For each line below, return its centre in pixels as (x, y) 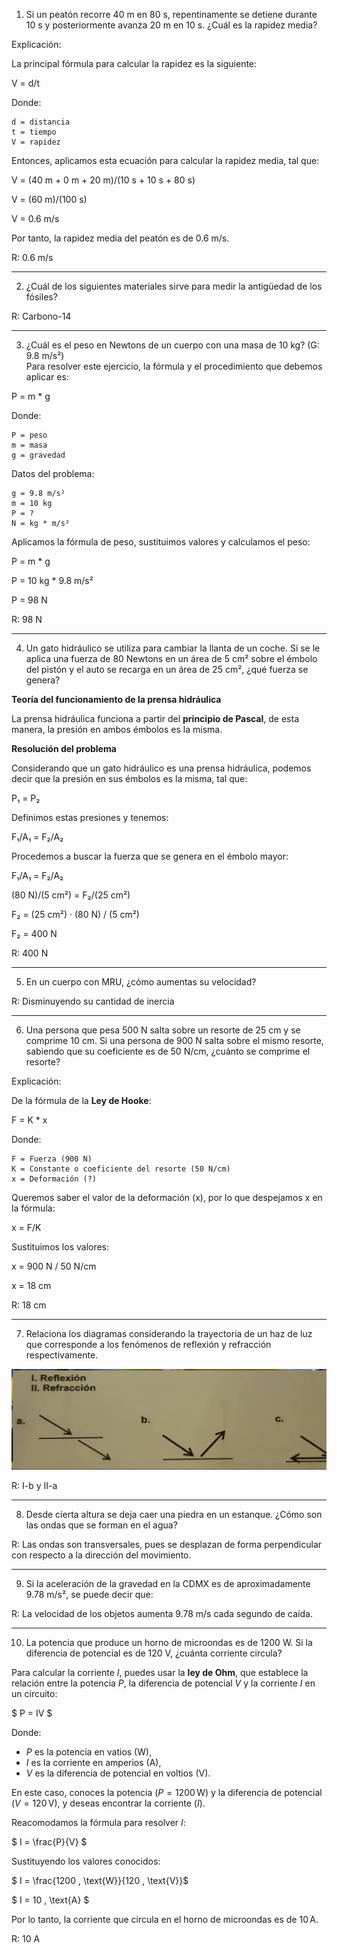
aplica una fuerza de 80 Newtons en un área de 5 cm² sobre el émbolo (171, 658)
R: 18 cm (29, 1305)
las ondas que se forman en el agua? (101, 1525)
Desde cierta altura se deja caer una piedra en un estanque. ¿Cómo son (174, 1515)
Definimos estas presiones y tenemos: (90, 817)
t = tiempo (34, 132)
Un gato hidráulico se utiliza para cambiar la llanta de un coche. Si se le (173, 648)
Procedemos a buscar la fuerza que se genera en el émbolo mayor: (150, 856)
